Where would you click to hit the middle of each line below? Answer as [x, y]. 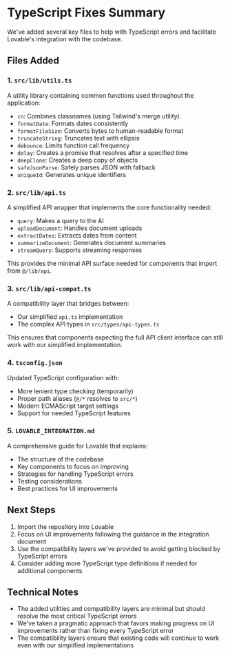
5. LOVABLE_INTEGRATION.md [51, 430]
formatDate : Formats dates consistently [73, 123]
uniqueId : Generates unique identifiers [71, 174]
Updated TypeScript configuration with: [63, 377]
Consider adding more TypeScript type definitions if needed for [107, 563]
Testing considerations [50, 481]
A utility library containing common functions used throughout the [101, 95]
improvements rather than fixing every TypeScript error [95, 631]
